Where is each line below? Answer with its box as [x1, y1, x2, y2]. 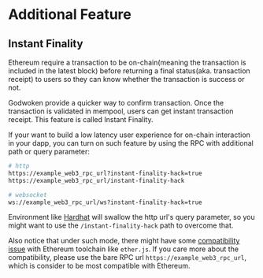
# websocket [8, 191, 47, 198]
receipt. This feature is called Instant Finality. [8, 115, 154, 124]
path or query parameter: [8, 147, 91, 156]
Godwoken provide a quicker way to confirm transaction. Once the [8, 98, 224, 107]
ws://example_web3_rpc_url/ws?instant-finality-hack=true [8, 198, 202, 206]
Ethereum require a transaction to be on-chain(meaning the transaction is [8, 57, 246, 67]
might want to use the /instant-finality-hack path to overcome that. [8, 221, 234, 230]
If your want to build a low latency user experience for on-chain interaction [8, 130, 250, 139]
